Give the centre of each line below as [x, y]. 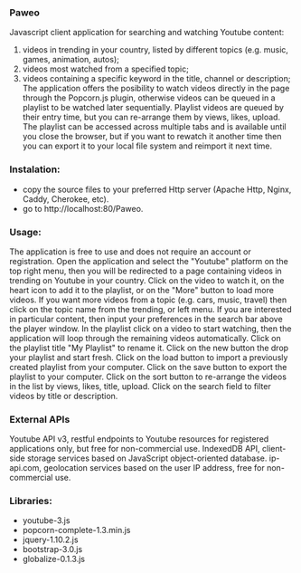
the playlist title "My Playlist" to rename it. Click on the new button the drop [149, 348]
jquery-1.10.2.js [50, 540]
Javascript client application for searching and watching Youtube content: [147, 33]
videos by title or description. [64, 396]
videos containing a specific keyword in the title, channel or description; [156, 79]
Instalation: [35, 169]
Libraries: [31, 501]
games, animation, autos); [71, 60]
